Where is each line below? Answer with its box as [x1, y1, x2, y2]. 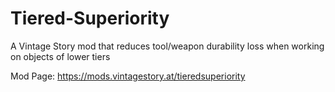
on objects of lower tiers [10, 50, 111, 62]
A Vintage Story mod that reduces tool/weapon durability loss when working [10, 40, 325, 52]
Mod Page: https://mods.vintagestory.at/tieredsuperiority [10, 70, 246, 82]
